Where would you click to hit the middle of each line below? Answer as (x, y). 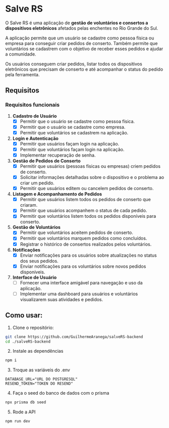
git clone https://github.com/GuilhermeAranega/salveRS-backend (74, 337)
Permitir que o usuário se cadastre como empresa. (73, 127)
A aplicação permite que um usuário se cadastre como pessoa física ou (80, 38)
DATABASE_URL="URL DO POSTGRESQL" (42, 379)
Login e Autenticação (36, 138)
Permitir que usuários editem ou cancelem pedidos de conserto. (87, 188)
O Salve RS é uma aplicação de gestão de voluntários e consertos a (77, 23)
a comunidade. (21, 54)
